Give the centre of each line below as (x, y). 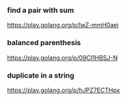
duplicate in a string (41, 75)
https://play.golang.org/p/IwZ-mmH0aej (63, 25)
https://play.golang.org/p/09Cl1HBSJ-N (62, 57)
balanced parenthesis (44, 43)
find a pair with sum (41, 10)
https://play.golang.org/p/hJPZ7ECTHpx (64, 90)
